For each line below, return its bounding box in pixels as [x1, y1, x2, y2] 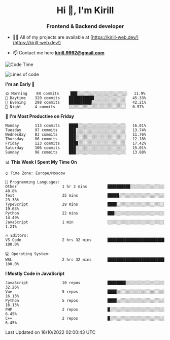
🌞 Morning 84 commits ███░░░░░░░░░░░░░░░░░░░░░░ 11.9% [5, 91, 146, 96]
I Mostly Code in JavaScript [5, 270, 65, 276]
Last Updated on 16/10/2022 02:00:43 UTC [5, 329, 96, 335]
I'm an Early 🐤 [5, 81, 35, 87]
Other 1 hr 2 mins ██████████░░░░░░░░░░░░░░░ [5, 184, 165, 190]
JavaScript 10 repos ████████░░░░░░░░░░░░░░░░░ [5, 281, 165, 286]
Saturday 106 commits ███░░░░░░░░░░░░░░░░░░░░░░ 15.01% [5, 145, 146, 150]
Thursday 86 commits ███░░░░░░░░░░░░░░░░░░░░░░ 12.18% [5, 137, 146, 142]
